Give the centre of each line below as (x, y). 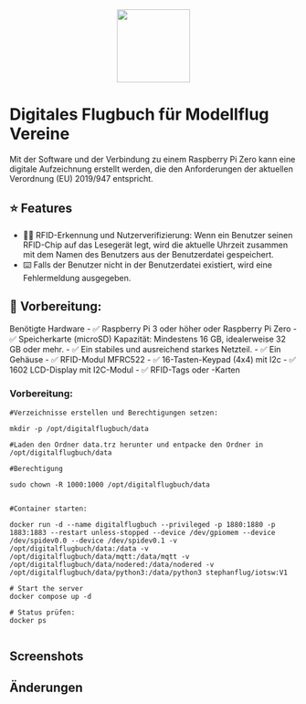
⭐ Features (41, 209)
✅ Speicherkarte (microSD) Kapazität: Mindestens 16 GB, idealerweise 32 (148, 339)
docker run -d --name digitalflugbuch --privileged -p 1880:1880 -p (142, 524)
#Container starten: (49, 509)
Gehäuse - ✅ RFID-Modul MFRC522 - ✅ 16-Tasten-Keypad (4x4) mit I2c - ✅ (153, 359)
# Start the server (47, 588)
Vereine (40, 134)
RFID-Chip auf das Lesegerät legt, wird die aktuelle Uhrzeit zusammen (155, 245)
